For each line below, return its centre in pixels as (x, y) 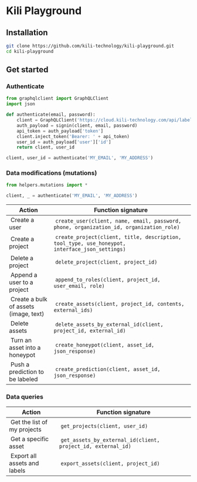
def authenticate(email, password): (51, 115)
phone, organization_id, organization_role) (117, 227)
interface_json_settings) (90, 250)
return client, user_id (46, 147)
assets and (24, 463)
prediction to (26, 372)
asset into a (25, 348)
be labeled (23, 379)
